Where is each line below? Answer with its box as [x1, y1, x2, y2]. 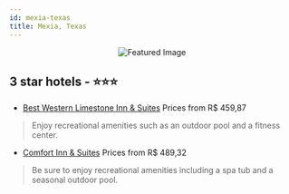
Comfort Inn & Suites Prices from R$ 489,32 [22, 147, 188, 159]
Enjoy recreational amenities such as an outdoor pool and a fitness [31, 120, 281, 131]
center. [31, 130, 59, 141]
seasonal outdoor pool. [31, 174, 119, 186]
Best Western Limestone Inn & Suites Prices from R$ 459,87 [22, 102, 247, 113]
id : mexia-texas [9, 13, 71, 23]
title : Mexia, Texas [9, 22, 88, 31]
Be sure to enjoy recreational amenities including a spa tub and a [31, 165, 274, 176]
